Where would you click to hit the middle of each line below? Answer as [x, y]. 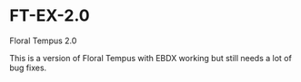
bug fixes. [28, 68]
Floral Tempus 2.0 [43, 41]
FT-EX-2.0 [50, 16]
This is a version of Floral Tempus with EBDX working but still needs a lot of [151, 58]
